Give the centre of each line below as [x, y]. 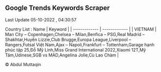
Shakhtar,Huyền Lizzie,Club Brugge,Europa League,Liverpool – [68, 39]
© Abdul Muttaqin [23, 64]
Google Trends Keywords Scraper [57, 8]
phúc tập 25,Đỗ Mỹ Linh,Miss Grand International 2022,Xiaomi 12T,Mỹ [76, 50]
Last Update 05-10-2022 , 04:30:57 [41, 19]
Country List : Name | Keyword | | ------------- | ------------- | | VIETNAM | [81, 29]
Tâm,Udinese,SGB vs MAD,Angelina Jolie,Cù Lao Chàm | [62, 55]
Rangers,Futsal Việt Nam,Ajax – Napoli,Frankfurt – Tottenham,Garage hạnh [80, 45]
